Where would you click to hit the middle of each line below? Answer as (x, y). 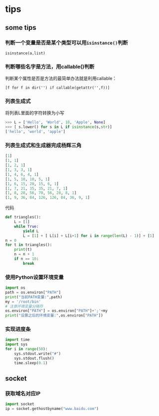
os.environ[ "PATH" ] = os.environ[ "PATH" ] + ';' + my (56, 311)
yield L (31, 231)
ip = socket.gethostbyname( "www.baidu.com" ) (52, 409)
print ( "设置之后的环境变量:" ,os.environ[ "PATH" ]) (54, 315)
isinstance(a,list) (25, 53)
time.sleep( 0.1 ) (31, 363)
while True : (26, 226)
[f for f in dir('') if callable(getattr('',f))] (58, 88)
